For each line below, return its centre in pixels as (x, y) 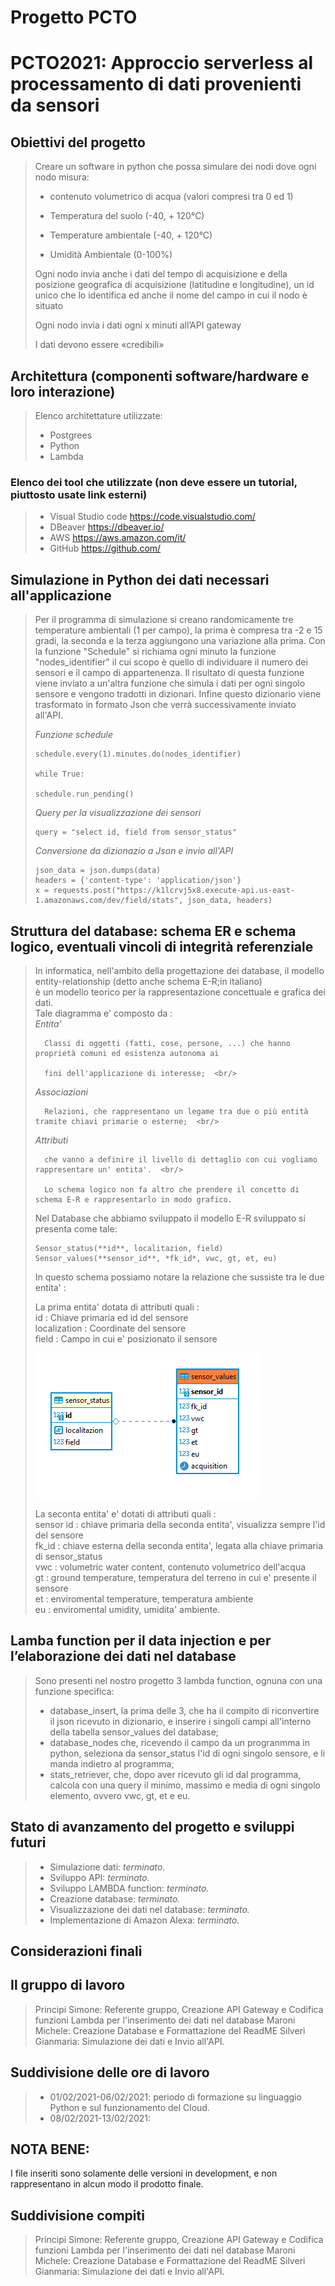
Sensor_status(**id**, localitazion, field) (129, 1248)
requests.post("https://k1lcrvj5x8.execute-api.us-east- (174, 891)
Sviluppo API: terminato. (99, 1877)
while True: (59, 774)
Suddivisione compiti (77, 2215)
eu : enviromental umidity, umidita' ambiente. (127, 1609)
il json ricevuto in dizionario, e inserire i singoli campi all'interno (180, 1721)
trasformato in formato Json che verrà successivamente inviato (165, 705)
